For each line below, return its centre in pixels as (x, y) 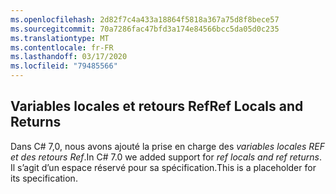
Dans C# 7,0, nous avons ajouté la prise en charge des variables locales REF (168, 146)
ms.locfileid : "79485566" (64, 66)
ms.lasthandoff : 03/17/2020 (69, 57)
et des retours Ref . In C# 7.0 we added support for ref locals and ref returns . (166, 157)
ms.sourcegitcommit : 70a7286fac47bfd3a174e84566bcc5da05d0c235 (145, 29)
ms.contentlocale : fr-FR (62, 47)
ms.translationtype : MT (60, 38)
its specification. (44, 178)
